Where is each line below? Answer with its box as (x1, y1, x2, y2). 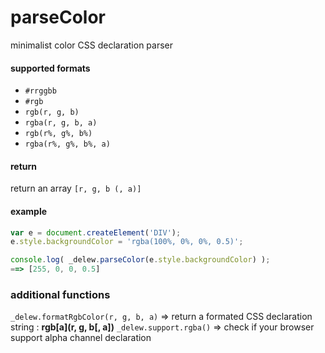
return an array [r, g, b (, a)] (10, 182, 142, 195)
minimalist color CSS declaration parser (10, 39, 173, 51)
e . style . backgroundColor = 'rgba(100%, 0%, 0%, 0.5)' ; (10, 237, 244, 247)
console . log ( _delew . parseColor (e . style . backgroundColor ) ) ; (10, 255, 271, 265)
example (10, 205, 48, 217)
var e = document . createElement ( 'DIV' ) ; (10, 227, 182, 238)
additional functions (10, 287, 111, 301)
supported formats (10, 62, 91, 74)
